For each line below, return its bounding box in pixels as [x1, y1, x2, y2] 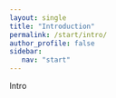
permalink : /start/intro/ [9, 30, 107, 39]
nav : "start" [21, 55, 71, 64]
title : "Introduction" [9, 22, 95, 31]
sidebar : [9, 47, 43, 56]
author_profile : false [9, 38, 95, 48]
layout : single [9, 13, 67, 23]
